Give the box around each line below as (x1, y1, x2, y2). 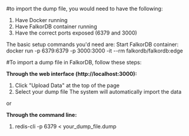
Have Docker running (14, 17, 68, 23)
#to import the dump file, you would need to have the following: (6, 5, 163, 12)
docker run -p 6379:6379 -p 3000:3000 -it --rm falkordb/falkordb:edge (6, 47, 183, 54)
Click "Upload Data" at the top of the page (14, 82, 120, 89)
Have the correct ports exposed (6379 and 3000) (14, 29, 137, 36)
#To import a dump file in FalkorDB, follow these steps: (6, 59, 142, 66)
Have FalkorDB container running (14, 23, 97, 30)
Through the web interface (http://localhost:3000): (6, 70, 137, 77)
